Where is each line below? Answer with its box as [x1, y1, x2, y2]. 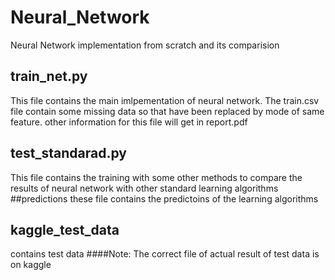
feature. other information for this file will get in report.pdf [10, 116, 248, 128]
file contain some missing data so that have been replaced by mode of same [10, 105, 325, 117]
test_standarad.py [10, 145, 127, 162]
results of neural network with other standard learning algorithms [10, 182, 279, 194]
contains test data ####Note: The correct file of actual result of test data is [10, 248, 320, 260]
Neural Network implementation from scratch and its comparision [10, 39, 280, 51]
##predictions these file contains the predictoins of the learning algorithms [10, 192, 319, 205]
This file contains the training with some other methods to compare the [10, 171, 303, 183]
